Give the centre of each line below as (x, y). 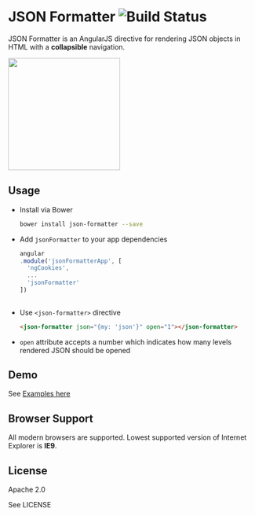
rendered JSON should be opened (75, 350)
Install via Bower (46, 209)
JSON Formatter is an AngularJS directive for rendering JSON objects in (124, 39)
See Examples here (39, 394)
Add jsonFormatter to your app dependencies (93, 239)
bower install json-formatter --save (81, 224)
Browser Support (51, 418)
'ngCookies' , (48, 268)
